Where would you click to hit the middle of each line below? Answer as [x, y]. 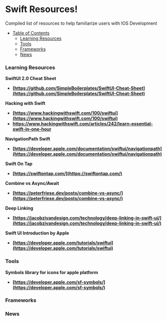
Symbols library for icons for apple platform [52, 272]
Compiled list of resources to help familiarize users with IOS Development [81, 23]
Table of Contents [31, 33]
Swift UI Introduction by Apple [37, 233]
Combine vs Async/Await [32, 183]
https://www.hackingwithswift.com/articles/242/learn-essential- [82, 124]
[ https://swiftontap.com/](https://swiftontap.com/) [67, 174]
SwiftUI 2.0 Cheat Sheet [31, 79]
